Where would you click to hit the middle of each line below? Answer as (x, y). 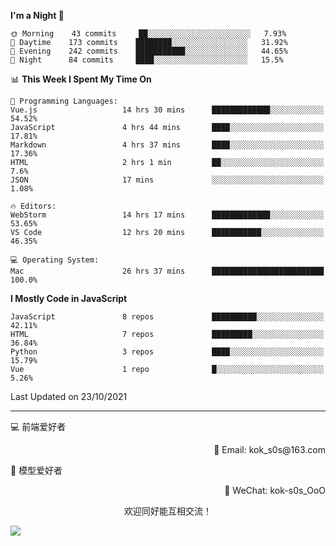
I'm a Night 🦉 (37, 15)
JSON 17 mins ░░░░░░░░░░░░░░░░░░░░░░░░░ (167, 180)
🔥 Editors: (33, 206)
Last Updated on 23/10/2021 (69, 396)
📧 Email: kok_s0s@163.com (269, 449)
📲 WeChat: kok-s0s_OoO (275, 490)
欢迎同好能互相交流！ (168, 511)
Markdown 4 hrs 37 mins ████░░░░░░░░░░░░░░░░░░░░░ (167, 145)
